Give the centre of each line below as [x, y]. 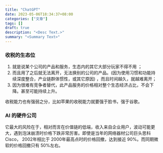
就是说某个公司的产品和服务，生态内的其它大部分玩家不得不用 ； [77, 67]
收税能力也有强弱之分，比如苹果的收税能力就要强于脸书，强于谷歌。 [74, 102]
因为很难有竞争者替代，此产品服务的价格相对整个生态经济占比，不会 [81, 85]
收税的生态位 [20, 55]
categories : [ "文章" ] [26, 19]
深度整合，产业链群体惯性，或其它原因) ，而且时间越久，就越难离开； [86, 79]
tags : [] [14, 23]
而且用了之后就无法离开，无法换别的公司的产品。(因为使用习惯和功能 [81, 73]
